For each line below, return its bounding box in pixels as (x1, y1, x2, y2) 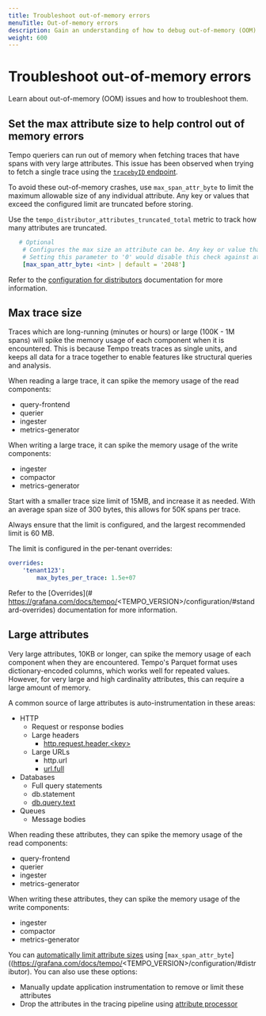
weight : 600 (8, 33, 47, 42)
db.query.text (31, 797, 76, 807)
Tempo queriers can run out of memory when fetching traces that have (8, 150, 240, 159)
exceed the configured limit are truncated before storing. (8, 200, 194, 208)
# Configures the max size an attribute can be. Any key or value (22, 245, 246, 253)
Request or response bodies (31, 721, 124, 731)
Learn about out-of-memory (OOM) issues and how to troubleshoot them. (8, 94, 249, 104)
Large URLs (31, 747, 70, 756)
